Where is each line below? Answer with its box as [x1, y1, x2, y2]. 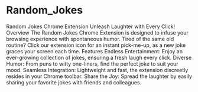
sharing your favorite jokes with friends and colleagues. [6, 79, 142, 86]
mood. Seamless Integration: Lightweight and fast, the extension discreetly [6, 66, 189, 73]
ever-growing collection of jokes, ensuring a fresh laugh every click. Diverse [6, 54, 192, 61]
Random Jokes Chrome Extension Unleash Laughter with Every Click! [6, 23, 176, 30]
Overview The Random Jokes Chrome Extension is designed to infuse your [6, 29, 189, 36]
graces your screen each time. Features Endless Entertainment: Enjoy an [6, 47, 183, 54]
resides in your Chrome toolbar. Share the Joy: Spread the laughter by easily [6, 73, 192, 80]
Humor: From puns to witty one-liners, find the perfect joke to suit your [6, 60, 178, 67]
